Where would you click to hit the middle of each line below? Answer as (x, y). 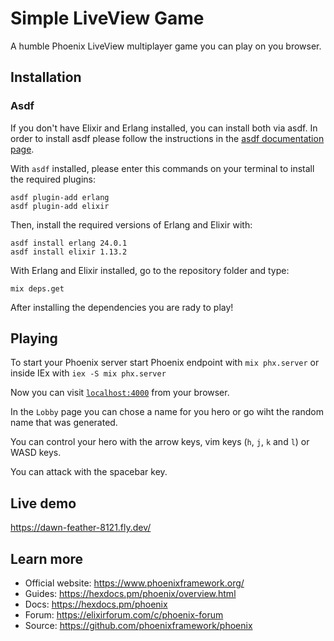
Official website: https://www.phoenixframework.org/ (134, 583)
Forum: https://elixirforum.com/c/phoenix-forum (124, 615)
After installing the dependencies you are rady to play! (122, 307)
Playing (34, 338)
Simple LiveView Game (107, 18)
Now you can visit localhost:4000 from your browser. (120, 393)
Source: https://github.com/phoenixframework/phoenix (138, 626)
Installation (46, 77)
